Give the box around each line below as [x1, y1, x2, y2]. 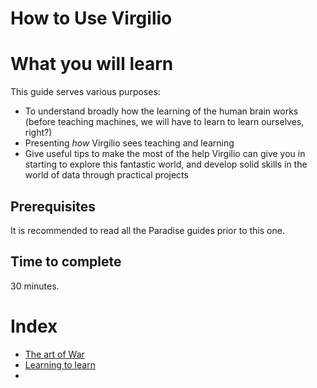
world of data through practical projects [24, 169, 189, 181]
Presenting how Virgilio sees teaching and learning [24, 137, 235, 149]
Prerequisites [10, 198, 96, 215]
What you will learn [10, 53, 174, 76]
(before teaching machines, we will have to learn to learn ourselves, [24, 116, 305, 128]
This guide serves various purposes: [10, 86, 161, 98]
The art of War [24, 348, 85, 360]
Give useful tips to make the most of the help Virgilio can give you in [24, 148, 306, 160]
